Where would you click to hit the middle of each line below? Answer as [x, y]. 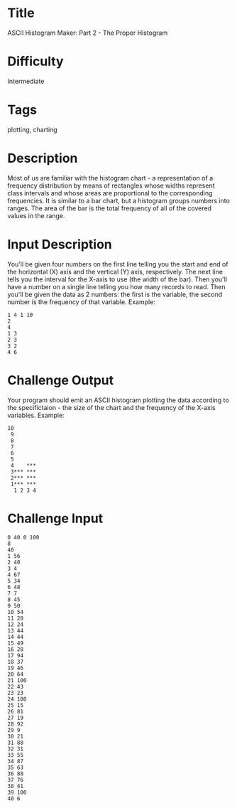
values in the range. [36, 215]
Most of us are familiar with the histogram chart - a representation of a [110, 178]
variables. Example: [36, 415]
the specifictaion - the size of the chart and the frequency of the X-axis [111, 407]
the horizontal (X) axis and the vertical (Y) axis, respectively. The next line [115, 271]
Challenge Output [61, 380]
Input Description [60, 244]
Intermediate [26, 81]
